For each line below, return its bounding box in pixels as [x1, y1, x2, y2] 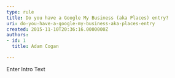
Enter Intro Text [6, 65, 45, 72]
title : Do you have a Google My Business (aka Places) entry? [6, 15, 169, 21]
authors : [6, 32, 29, 38]
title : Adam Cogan [12, 44, 60, 50]
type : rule [6, 9, 34, 15]
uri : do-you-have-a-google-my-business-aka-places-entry [6, 20, 155, 26]
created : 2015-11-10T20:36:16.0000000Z [6, 26, 109, 33]
